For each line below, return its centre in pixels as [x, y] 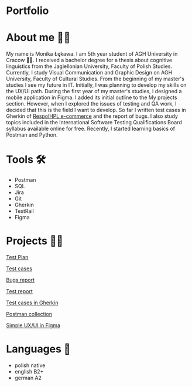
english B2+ [29, 371]
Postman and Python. [32, 135]
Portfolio [28, 11]
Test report [20, 291]
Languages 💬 [38, 349]
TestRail [24, 211]
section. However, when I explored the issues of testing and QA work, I [91, 104]
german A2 [28, 378]
